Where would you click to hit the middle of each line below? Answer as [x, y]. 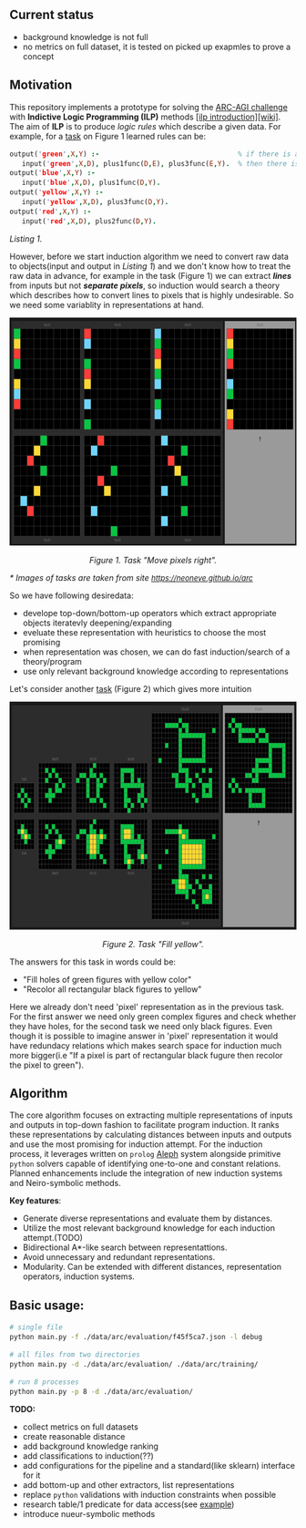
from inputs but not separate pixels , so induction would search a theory [145, 285]
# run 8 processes [44, 1382]
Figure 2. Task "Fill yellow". [153, 944]
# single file [36, 1327]
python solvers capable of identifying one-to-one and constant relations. [145, 1164]
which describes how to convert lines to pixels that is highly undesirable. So [152, 294]
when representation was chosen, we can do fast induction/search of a [156, 652]
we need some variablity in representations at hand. [107, 305]
